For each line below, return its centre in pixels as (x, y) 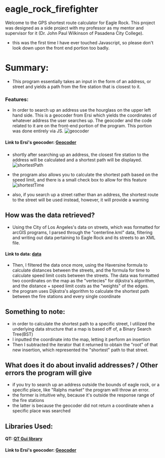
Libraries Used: (29, 426)
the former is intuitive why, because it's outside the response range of (83, 395)
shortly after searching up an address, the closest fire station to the (81, 154)
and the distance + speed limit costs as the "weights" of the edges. (81, 286)
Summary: (27, 68)
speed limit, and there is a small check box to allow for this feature (79, 180)
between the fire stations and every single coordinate (66, 296)
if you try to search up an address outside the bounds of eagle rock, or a (86, 385)
